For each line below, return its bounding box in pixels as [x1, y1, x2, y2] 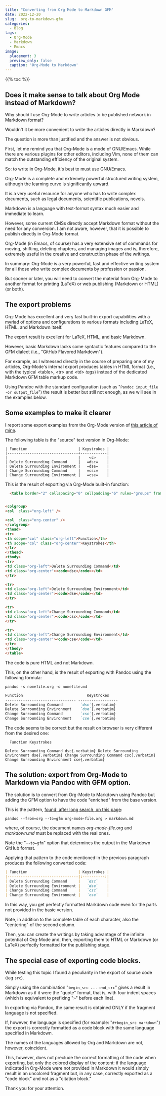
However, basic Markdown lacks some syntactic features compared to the [5, 343, 157, 349]
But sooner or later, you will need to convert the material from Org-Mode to [5, 275, 158, 281]
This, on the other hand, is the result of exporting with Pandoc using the [5, 669, 152, 675]
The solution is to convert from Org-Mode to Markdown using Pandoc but [5, 792, 155, 798]
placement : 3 [9, 53, 37, 59]
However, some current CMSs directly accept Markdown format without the [5, 220, 159, 226]
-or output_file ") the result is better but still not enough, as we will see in [5, 389, 157, 395]
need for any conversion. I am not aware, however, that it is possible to [5, 225, 149, 231]
